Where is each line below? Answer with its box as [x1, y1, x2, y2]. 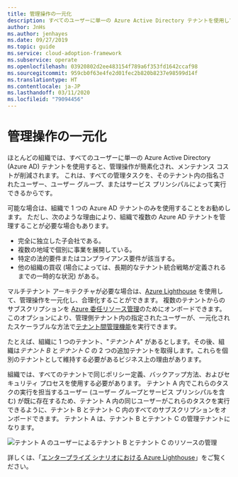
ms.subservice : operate [7, 57, 78, 64]
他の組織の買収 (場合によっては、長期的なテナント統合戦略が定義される [17, 263, 227, 271]
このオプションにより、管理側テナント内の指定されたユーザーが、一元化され [7, 313, 230, 322]
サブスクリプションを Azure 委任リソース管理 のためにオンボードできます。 [7, 304, 226, 313]
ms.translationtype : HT [7, 76, 78, 84]
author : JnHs [7, 23, 46, 30]
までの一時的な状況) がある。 [17, 272, 103, 280]
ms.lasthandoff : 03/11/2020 [7, 89, 91, 96]
